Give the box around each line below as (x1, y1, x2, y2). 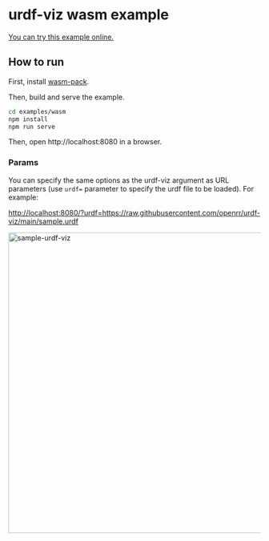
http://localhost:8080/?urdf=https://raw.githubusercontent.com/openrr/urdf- (8, 208, 260, 217)
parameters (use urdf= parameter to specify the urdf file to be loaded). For (8, 184, 255, 193)
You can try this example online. (8, 32, 114, 42)
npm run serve (8, 123, 56, 131)
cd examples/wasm (8, 107, 66, 115)
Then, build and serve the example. (8, 92, 125, 102)
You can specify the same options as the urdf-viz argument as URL (8, 175, 230, 185)
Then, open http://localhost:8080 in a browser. (8, 137, 163, 147)
